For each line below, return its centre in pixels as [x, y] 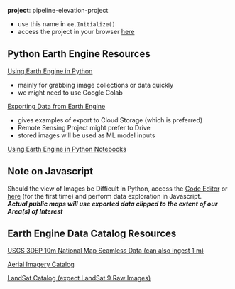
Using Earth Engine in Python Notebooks [67, 149]
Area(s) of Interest [35, 211]
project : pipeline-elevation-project [58, 10]
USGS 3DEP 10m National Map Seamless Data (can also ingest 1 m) [106, 251]
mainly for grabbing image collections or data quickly [95, 85]
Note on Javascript [50, 171]
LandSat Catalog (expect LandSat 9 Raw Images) [79, 278]
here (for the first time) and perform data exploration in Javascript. [105, 196]
